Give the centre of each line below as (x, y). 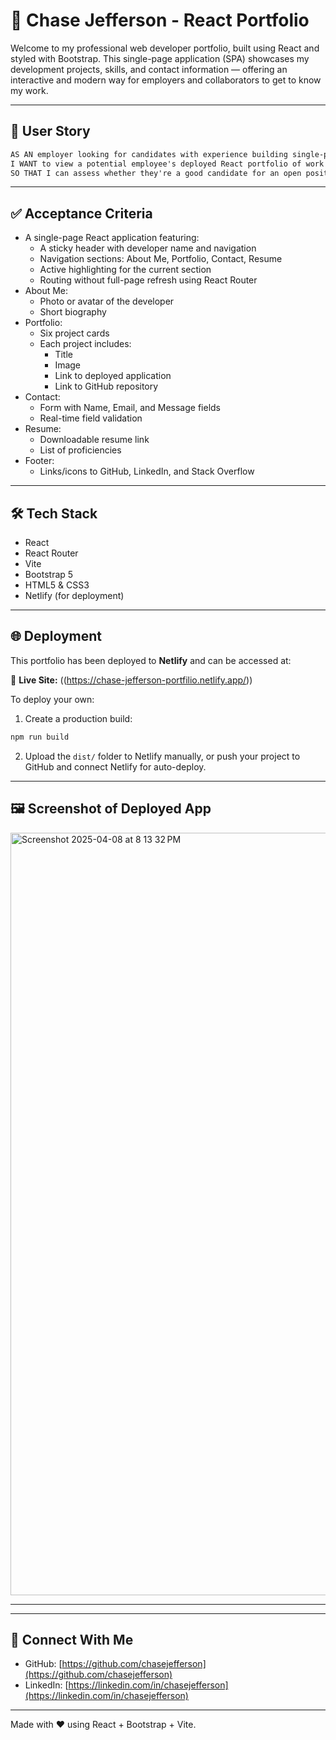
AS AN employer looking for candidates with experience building (149, 154)
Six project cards (74, 333)
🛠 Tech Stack (54, 513)
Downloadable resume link (94, 440)
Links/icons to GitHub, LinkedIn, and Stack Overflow (147, 471)
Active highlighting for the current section (125, 270)
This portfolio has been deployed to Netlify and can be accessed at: (151, 660)
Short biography (73, 312)
